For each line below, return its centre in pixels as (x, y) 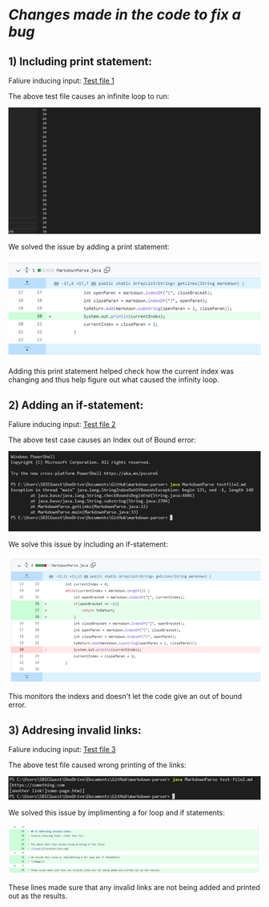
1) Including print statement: (80, 61)
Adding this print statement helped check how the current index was (121, 372)
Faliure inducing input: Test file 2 (62, 425)
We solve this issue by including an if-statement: (88, 544)
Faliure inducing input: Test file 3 (62, 750)
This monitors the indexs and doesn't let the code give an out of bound (125, 697)
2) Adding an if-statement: (76, 405)
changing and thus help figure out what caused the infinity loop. (114, 380)
